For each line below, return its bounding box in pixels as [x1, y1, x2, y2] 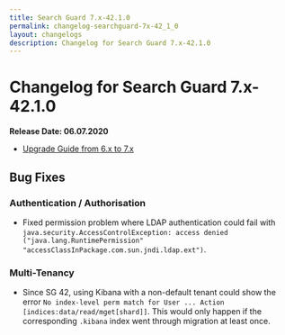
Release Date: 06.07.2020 [9, 126, 109, 137]
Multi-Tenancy [9, 267, 75, 279]
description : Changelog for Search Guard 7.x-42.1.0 [9, 38, 211, 48]
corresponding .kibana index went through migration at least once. [22, 316, 272, 327]
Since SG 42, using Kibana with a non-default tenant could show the [22, 287, 277, 298]
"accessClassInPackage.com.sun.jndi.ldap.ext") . [22, 244, 207, 255]
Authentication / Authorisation [9, 196, 147, 209]
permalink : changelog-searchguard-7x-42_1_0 [9, 22, 179, 31]
